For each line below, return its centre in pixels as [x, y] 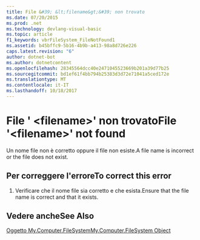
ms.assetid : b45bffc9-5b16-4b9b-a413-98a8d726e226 [72, 46]
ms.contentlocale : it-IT [38, 85]
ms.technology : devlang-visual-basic [54, 29]
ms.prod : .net [24, 23]
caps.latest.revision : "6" [40, 52]
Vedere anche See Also [50, 216]
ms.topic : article [29, 35]
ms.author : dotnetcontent [39, 62]
